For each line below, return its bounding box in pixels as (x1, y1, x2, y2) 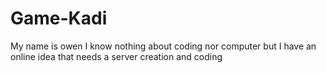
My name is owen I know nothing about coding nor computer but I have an (10, 40, 317, 52)
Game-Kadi (10, 7, 108, 30)
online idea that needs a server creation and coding (10, 50, 223, 62)
